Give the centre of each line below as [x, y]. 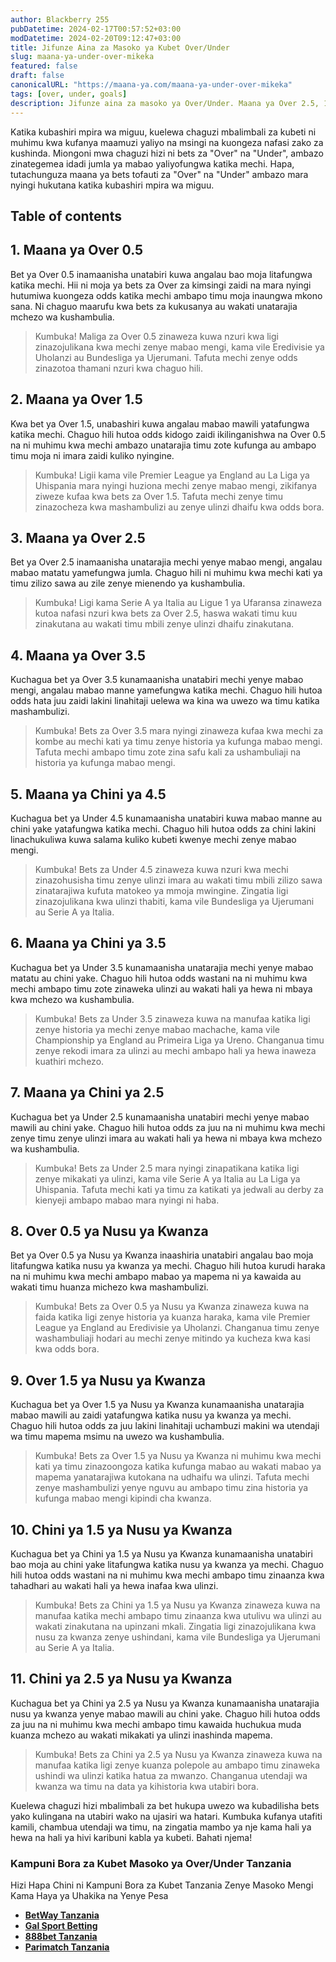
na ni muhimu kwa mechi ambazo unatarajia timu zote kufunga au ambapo [163, 445]
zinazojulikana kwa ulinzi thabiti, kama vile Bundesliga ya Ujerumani [174, 901]
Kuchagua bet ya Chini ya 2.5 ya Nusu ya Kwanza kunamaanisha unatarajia [165, 1703]
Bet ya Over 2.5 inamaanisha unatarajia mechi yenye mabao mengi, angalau [166, 562]
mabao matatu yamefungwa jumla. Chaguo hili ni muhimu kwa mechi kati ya [166, 573]
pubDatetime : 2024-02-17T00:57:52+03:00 [96, 29]
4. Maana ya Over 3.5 [78, 655]
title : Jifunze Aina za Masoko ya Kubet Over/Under [120, 47]
